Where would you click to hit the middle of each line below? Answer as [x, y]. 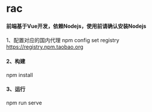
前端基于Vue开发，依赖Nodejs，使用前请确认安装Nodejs [76, 26]
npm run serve [24, 103]
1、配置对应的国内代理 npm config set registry [63, 40]
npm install [20, 75]
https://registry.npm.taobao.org [45, 47]
